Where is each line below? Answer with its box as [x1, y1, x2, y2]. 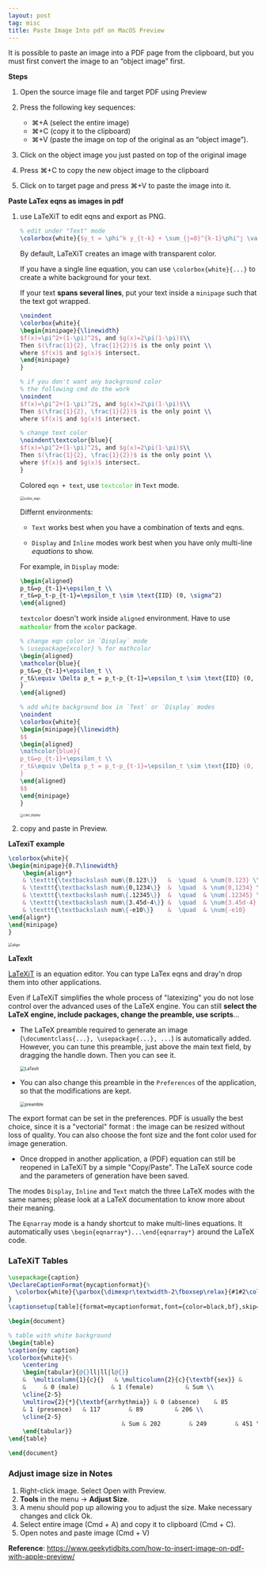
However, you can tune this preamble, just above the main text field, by [19, 1042, 252, 1052]
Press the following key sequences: [19, 102, 136, 112]
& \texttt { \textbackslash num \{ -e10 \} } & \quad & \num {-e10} [22, 906, 246, 913]
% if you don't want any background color [19, 378, 162, 386]
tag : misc [8, 19, 41, 27]
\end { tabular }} [22, 1428, 73, 1436]
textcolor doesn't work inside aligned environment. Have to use [19, 613, 231, 623]
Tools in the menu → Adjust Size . [19, 1494, 130, 1504]
